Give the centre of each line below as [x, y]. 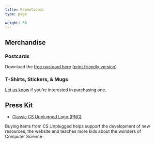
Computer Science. [24, 137]
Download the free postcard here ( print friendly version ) [61, 67]
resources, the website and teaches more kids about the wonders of [73, 131]
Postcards [17, 56]
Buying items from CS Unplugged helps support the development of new [77, 126]
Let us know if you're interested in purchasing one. [56, 90]
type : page [16, 14]
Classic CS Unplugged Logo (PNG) [47, 117]
